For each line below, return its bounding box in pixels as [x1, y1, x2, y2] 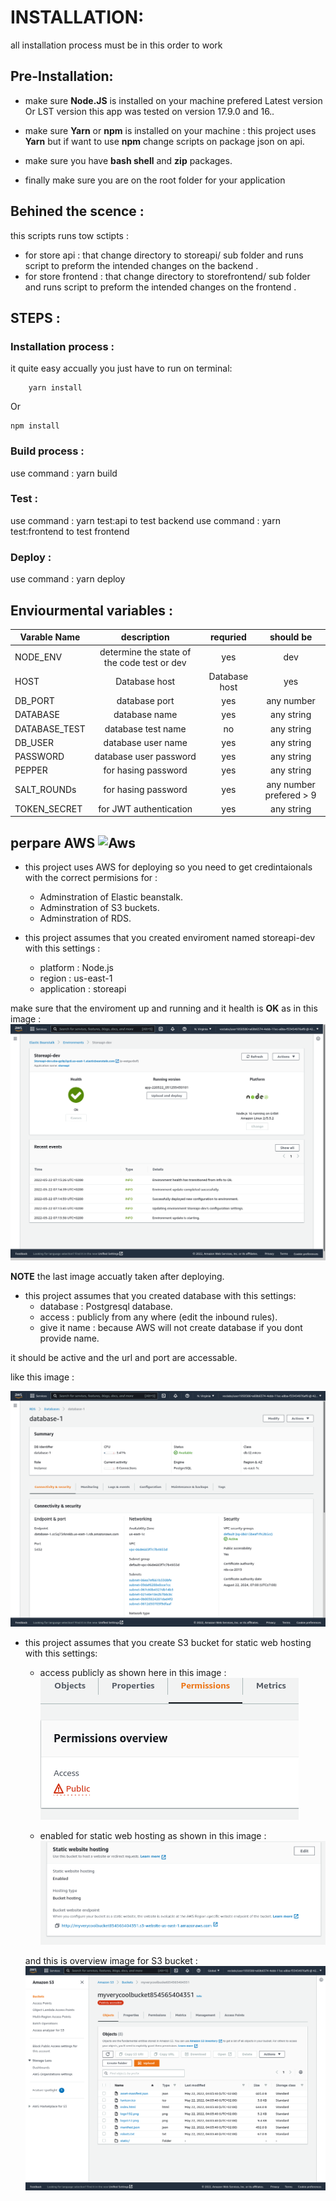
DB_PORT [14, 695, 55, 707]
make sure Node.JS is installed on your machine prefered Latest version [24, 94, 323, 106]
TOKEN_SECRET [14, 802, 83, 815]
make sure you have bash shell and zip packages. [24, 154, 233, 166]
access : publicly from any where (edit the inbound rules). [39, 1311, 278, 1323]
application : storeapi [39, 983, 127, 995]
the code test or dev [103, 656, 187, 668]
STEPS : [10, 309, 61, 326]
